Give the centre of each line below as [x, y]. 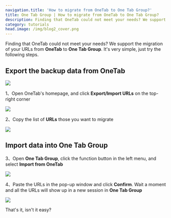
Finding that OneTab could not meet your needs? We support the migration [84, 44]
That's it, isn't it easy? [28, 210]
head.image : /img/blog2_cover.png [42, 29]
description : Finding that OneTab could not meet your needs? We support [86, 19]
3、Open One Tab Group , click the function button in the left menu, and [81, 158]
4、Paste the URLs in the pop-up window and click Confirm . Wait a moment [86, 184]
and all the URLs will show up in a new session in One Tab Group [74, 190]
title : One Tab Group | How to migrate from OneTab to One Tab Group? [82, 15]
